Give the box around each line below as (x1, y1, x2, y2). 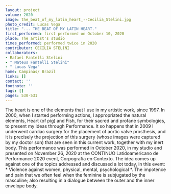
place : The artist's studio (5, 36, 65, 41)
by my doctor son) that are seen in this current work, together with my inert (5, 139, 164, 145)
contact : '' (5, 79, 31, 84)
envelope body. (5, 183, 38, 189)
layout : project (5, 7, 40, 13)
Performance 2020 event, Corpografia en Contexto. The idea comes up (5, 156, 156, 162)
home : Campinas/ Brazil (5, 69, 56, 75)
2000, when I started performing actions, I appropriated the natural (5, 112, 146, 118)
